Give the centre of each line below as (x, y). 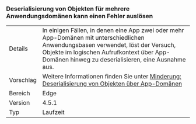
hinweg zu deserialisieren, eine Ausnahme (128, 60)
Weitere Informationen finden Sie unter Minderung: (112, 77)
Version (20, 103)
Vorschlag (23, 80)
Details (18, 49)
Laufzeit (54, 112)
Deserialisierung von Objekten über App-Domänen (112, 84)
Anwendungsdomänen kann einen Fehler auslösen (80, 16)
